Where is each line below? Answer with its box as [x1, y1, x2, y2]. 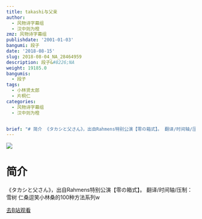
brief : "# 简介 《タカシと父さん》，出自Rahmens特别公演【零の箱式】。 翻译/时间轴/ [6, 126, 193, 132]
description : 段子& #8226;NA [6, 59, 75, 65]
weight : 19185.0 [6, 65, 47, 71]
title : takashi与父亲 [6, 8, 58, 15]
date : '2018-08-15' [6, 48, 55, 54]
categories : [6, 98, 36, 104]
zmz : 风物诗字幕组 [6, 31, 47, 37]
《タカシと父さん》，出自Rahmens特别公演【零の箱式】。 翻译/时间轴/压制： [6, 186, 193, 194]
